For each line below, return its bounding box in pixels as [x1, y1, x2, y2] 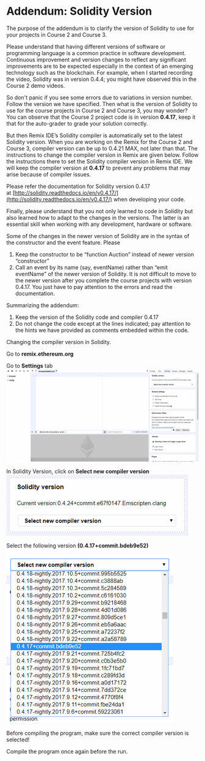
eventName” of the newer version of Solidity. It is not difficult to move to [15, 270, 196, 277]
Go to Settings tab [6, 362, 53, 369]
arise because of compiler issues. [6, 170, 92, 178]
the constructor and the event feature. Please [6, 239, 121, 246]
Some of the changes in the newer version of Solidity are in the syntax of [6, 232, 190, 239]
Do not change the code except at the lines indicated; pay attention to [15, 320, 191, 327]
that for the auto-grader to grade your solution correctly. [6, 119, 148, 127]
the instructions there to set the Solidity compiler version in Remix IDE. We [6, 157, 193, 165]
